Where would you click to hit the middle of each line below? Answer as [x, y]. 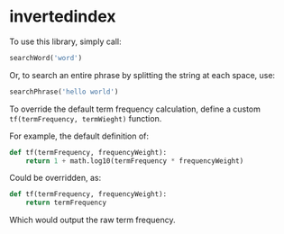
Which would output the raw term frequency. [92, 220]
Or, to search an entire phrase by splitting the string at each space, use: [142, 75]
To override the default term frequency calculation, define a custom [135, 109]
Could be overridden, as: [55, 178]
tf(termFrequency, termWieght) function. [86, 118]
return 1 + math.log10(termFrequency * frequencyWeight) [135, 161]
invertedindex [63, 17]
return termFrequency [66, 203]
